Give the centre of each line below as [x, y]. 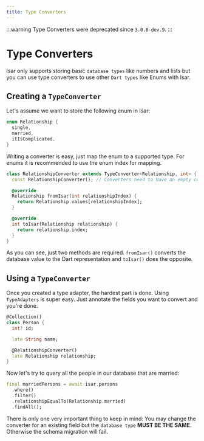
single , [22, 128]
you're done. [22, 306]
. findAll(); [27, 407]
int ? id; [23, 328]
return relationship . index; [53, 230]
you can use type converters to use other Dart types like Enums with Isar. [99, 77]
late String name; [35, 339]
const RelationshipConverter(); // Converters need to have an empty [101, 179]
